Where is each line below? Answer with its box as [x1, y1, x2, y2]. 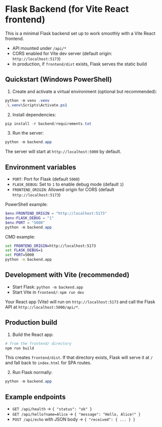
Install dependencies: [12, 111, 56, 117]
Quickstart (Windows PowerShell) [5, 75, 112, 84]
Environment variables [5, 163, 77, 171]
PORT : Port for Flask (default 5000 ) [12, 176, 80, 182]
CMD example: [5, 234, 36, 239]
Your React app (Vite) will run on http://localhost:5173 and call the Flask [5, 298, 156, 305]
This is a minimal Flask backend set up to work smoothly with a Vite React [5, 30, 156, 36]
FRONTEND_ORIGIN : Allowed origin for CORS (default [12, 187, 115, 192]
